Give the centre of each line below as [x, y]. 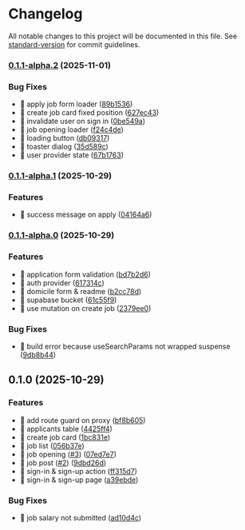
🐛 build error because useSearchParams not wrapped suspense [125, 346]
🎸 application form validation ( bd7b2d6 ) [85, 274]
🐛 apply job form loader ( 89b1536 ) [76, 104]
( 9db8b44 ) [38, 355]
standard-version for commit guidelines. [74, 44]
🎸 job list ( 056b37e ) [52, 445]
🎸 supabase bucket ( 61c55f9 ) [68, 300]
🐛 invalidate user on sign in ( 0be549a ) [83, 122]
